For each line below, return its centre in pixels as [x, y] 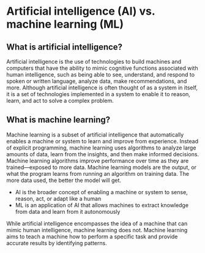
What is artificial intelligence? [65, 47]
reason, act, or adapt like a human [58, 198]
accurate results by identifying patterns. [57, 243]
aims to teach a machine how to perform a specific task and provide [92, 236]
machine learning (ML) [65, 24]
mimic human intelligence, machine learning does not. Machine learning [97, 230]
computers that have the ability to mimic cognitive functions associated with [102, 68]
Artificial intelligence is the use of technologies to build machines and [94, 62]
